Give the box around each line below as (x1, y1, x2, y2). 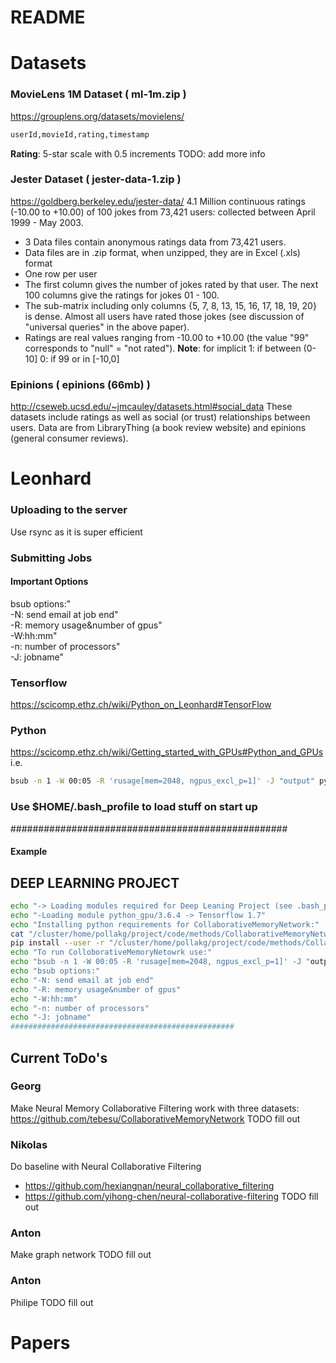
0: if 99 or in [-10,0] (39, 352, 120, 365)
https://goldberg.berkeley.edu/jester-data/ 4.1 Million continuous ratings (10, 195, 306, 207)
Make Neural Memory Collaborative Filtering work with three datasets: (10, 1102, 300, 1114)
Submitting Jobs (10, 551, 93, 565)
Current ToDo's (10, 1049, 108, 1066)
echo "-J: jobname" (10, 1012, 92, 1023)
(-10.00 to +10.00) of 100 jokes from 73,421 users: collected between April (10, 206, 316, 218)
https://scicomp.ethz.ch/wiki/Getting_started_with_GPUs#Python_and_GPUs (10, 746, 324, 758)
